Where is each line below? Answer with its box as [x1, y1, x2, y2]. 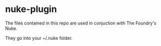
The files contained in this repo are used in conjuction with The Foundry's [5, 20, 157, 26]
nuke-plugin [5, 3, 57, 15]
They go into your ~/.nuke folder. [5, 35, 73, 41]
